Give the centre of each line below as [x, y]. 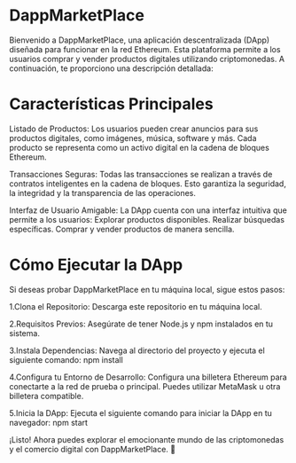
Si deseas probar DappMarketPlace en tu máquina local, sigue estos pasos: [147, 289]
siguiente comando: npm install [66, 359]
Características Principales [112, 104]
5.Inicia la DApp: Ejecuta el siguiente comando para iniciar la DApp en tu [140, 412]
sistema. [24, 333]
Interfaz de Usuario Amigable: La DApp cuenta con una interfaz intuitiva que [148, 210]
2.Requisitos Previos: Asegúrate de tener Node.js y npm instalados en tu [141, 324]
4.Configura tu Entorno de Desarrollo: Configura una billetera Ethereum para [148, 377]
